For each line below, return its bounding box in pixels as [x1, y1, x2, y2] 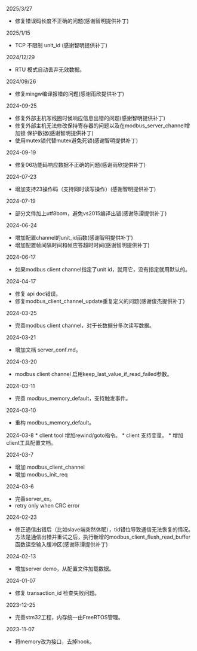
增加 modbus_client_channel [14, 463, 85, 470]
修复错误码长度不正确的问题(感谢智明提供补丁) [14, 17, 130, 25]
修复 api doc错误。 [14, 290, 61, 297]
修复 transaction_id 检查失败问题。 [14, 589, 100, 597]
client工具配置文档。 [6, 439, 57, 446]
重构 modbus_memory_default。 [14, 419, 94, 426]
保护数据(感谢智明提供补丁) [26, 130, 94, 136]
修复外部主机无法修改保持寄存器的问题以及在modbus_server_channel [14, 122, 185, 129]
